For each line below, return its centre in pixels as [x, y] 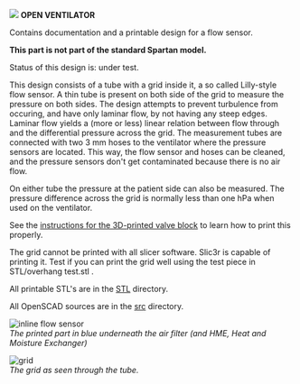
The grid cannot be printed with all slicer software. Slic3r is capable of [140, 252]
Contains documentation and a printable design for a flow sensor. [131, 32]
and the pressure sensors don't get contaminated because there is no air [145, 161]
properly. [26, 235]
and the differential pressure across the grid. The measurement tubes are [146, 133]
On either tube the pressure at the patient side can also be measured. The [147, 188]
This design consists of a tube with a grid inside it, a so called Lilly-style [143, 85]
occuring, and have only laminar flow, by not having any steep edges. [139, 114]
